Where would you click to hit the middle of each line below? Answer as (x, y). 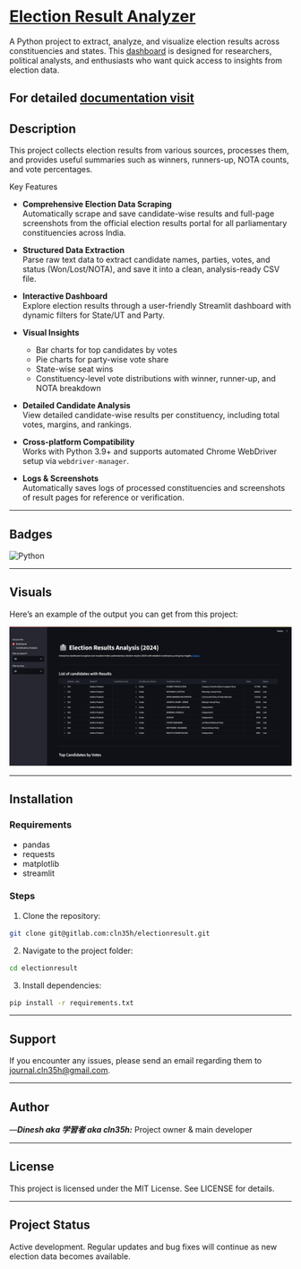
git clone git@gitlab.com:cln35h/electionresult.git (110, 933)
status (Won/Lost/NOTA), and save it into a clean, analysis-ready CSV (151, 269)
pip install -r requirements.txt (72, 1002)
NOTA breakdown (68, 389)
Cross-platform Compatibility (78, 442)
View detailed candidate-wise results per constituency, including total (151, 416)
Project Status (50, 1225)
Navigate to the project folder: (77, 950)
